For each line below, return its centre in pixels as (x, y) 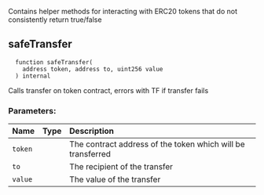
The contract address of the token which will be (157, 144)
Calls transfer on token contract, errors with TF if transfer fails (108, 90)
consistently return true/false (55, 20)
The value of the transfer (115, 179)
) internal (33, 76)
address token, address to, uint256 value (93, 69)
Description (92, 131)
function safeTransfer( (54, 62)
